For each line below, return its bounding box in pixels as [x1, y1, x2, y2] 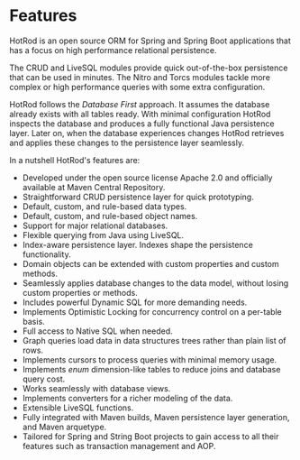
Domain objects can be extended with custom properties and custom [22, 258, 279, 269]
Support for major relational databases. [22, 220, 168, 231]
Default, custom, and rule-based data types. [22, 200, 187, 212]
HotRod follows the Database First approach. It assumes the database [9, 98, 270, 109]
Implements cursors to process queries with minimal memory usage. [22, 354, 277, 365]
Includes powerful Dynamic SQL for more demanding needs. [22, 297, 248, 308]
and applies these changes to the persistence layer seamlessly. [9, 137, 245, 148]
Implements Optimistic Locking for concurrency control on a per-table [22, 306, 282, 317]
